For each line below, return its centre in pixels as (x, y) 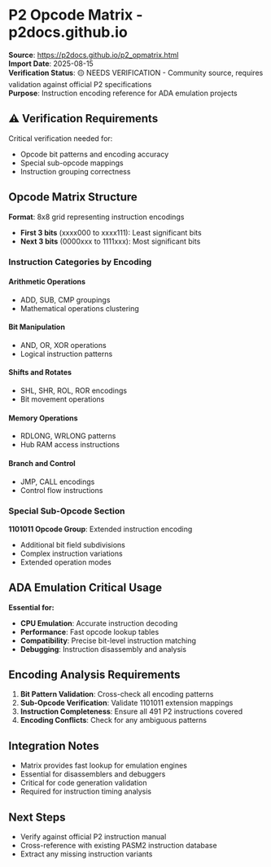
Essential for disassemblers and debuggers (93, 774)
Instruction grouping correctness (75, 171)
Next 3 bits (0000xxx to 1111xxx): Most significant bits (110, 241)
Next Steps (37, 817)
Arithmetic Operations (47, 282)
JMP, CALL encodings (57, 482)
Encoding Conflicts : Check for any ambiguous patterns (114, 720)
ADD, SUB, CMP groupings (65, 300)
